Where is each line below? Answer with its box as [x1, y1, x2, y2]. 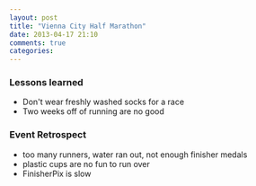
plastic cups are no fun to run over [22, 158, 151, 169]
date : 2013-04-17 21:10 [9, 30, 99, 39]
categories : [9, 47, 54, 56]
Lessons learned [9, 76, 84, 89]
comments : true [9, 38, 66, 48]
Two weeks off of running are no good [22, 106, 164, 117]
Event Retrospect [9, 128, 87, 141]
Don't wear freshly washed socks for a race [22, 96, 185, 108]
